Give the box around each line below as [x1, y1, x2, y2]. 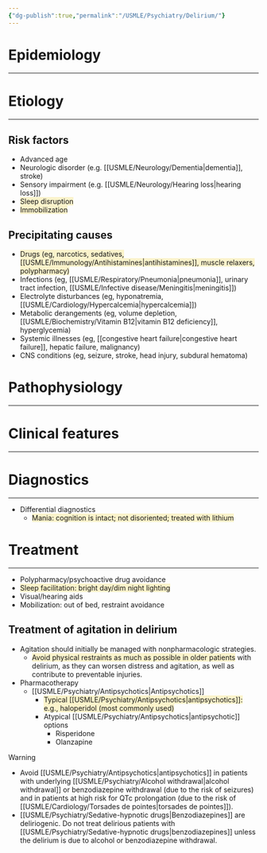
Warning [8, 752, 36, 762]
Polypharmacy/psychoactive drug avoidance [19, 574, 166, 584]
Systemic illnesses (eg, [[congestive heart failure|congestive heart [19, 334, 238, 343]
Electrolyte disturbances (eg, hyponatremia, [19, 292, 164, 301]
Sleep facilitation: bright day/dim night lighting [19, 583, 171, 592]
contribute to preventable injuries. [31, 669, 143, 679]
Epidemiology [8, 45, 102, 64]
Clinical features [8, 425, 119, 443]
